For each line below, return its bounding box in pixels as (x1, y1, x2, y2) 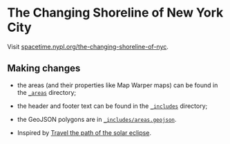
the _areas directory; (17, 88, 77, 96)
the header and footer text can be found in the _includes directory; (17, 102, 208, 110)
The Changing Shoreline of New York (7, 5, 224, 21)
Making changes (7, 62, 81, 74)
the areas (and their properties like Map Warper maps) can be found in (17, 81, 218, 89)
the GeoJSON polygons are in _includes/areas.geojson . (17, 115, 177, 123)
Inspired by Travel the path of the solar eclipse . (17, 128, 152, 136)
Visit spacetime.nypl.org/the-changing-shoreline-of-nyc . (7, 42, 169, 51)
